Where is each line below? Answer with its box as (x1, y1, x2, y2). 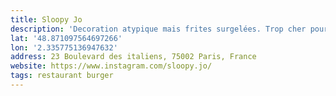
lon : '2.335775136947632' (10, 42, 118, 53)
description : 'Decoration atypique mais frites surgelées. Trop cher (10, 24, 307, 34)
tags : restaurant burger (10, 71, 114, 81)
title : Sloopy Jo (10, 14, 83, 25)
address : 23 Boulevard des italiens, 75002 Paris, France (10, 52, 257, 62)
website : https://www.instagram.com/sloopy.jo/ (10, 61, 213, 71)
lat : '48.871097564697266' (10, 33, 123, 43)
